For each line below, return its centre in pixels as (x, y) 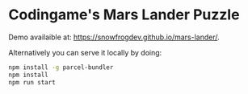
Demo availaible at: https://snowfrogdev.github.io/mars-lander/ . (114, 37)
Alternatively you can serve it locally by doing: (85, 52)
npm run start (32, 82)
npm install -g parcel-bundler (61, 67)
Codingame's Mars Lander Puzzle (124, 15)
